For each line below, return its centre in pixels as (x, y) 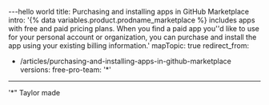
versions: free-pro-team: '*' (66, 70)
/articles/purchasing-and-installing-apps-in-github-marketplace (126, 61)
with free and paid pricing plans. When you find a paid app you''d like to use (134, 28)
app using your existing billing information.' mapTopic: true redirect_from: (129, 46)
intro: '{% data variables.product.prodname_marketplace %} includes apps (132, 20)
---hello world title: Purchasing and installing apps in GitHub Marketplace (129, 12)
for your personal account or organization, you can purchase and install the (132, 37)
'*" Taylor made (34, 93)
